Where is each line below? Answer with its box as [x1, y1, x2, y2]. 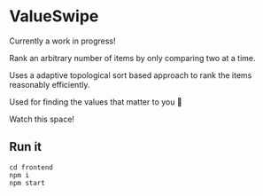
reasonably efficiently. [9, 79, 90, 90]
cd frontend [9, 162, 53, 172]
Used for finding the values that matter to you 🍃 [9, 96, 183, 107]
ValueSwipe [9, 6, 99, 27]
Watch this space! [9, 114, 75, 124]
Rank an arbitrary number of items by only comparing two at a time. [9, 52, 256, 63]
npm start [9, 178, 46, 187]
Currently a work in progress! [9, 35, 117, 46]
